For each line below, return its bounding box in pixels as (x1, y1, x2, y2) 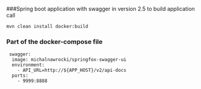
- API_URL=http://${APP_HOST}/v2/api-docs (17, 67, 127, 74)
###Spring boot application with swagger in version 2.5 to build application (6, 5, 195, 12)
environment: (12, 62, 45, 68)
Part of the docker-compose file (6, 37, 103, 46)
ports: (12, 73, 29, 79)
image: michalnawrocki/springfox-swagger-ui (12, 57, 127, 63)
